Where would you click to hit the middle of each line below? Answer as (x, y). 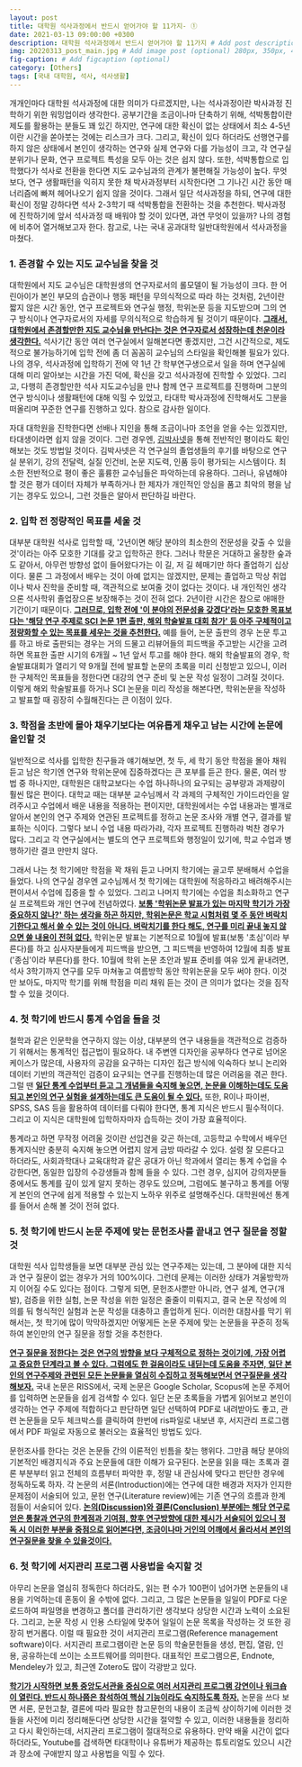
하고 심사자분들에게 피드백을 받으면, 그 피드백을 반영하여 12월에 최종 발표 (163, 948)
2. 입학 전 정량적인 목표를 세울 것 (75, 521)
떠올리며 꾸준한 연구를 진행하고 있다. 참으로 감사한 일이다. (110, 409)
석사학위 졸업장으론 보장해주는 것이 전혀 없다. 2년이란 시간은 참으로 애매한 (155, 599)
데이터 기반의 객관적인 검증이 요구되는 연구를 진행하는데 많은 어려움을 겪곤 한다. (148, 1074)
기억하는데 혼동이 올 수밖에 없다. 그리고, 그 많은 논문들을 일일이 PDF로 (148, 1599)
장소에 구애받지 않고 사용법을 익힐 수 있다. (92, 1753)
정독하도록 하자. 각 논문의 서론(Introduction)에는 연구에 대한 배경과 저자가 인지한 (151, 1485)
